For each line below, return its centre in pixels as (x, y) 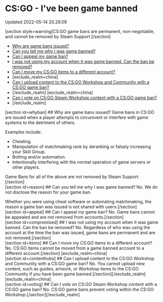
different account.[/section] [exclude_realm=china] (56, 253)
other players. (26, 167)
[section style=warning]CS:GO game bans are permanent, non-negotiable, (80, 31)
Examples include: (23, 132)
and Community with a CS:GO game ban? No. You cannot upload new (75, 264)
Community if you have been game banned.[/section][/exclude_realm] (75, 274)
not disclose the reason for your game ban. (48, 192)
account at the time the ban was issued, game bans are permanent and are (80, 232)
